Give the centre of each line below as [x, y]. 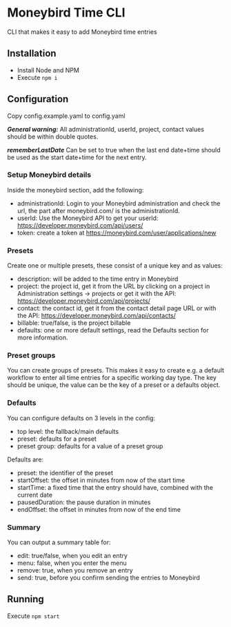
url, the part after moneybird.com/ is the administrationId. [99, 210]
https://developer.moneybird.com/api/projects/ [83, 301]
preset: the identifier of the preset [65, 472]
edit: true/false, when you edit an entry [72, 556]
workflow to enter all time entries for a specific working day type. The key [112, 378]
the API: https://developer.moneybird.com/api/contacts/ [96, 316]
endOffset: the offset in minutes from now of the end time [99, 509]
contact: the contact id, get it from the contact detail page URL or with [117, 308]
